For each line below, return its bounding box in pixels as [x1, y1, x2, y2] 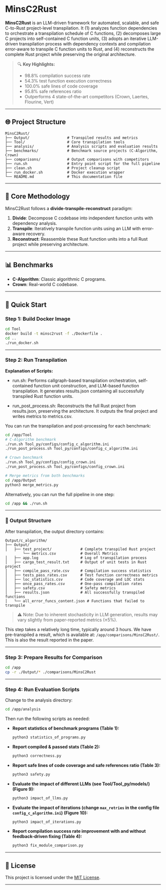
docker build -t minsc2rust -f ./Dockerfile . [5, 331, 103, 336]
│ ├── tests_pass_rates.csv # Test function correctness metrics [5, 572, 158, 578]
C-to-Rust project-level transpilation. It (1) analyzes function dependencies [5, 25, 157, 31]
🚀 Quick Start [5, 300, 47, 309]
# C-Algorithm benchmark [5, 437, 56, 442]
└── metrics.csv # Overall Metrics [23, 551, 119, 556]
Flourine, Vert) [24, 99, 54, 105]
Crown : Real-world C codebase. [12, 282, 78, 288]
